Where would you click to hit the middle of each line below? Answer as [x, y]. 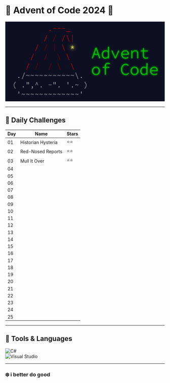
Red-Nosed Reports [41, 152]
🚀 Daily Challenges [35, 120]
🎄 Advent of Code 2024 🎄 [59, 10]
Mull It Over [32, 161]
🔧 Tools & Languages [39, 339]
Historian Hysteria [39, 142]
